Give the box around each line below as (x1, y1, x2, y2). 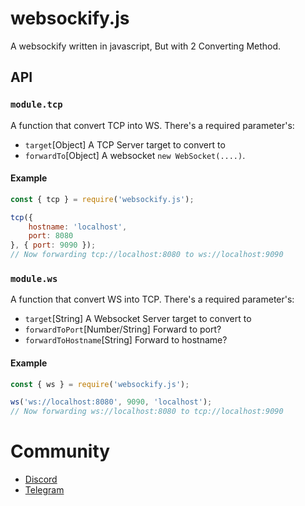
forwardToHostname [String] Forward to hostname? (24, 334, 228, 346)
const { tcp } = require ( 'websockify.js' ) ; (10, 194, 195, 204)
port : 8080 (28, 231, 74, 241)
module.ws (10, 273, 58, 284)
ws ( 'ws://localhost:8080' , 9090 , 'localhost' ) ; (10, 397, 213, 407)
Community (10, 440, 111, 463)
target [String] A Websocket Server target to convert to (24, 313, 252, 325)
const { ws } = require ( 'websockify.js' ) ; (10, 379, 190, 389)
